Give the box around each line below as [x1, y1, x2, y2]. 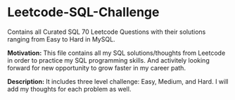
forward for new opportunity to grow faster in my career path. [7, 63, 186, 72]
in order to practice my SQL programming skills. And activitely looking [7, 56, 210, 64]
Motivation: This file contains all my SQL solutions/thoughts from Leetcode [7, 49, 226, 57]
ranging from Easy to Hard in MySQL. [7, 35, 115, 43]
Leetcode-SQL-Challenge [7, 4, 160, 20]
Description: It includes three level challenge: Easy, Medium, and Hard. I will [7, 77, 229, 85]
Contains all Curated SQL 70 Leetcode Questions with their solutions [7, 27, 206, 36]
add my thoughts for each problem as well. [7, 85, 132, 93]
